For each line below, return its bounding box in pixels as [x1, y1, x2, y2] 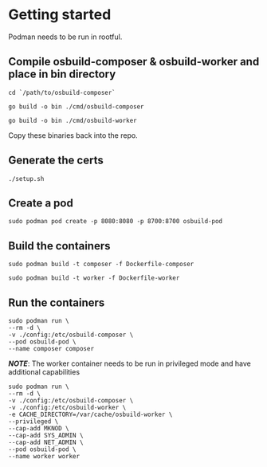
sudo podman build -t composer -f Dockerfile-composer [8, 261, 194, 269]
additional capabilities [8, 367, 80, 376]
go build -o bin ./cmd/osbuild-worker [8, 116, 137, 124]
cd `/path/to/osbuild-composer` [8, 88, 116, 96]
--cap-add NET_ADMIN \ [8, 438, 84, 446]
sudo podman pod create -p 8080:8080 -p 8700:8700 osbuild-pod [8, 218, 223, 226]
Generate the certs [8, 154, 104, 167]
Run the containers [8, 296, 105, 309]
